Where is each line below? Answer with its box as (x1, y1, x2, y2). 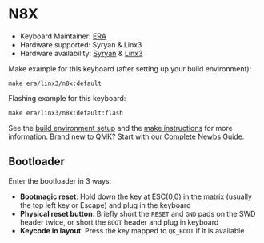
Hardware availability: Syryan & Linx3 (19, 48, 143, 58)
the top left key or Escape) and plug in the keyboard (19, 200, 191, 209)
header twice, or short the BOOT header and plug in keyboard (19, 217, 219, 227)
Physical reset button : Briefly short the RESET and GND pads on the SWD (19, 209, 256, 218)
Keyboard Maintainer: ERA (19, 31, 106, 41)
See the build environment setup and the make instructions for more (8, 123, 234, 132)
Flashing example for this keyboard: (8, 93, 126, 103)
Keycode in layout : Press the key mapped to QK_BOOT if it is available (19, 225, 245, 235)
